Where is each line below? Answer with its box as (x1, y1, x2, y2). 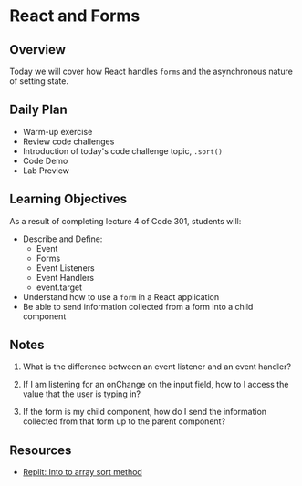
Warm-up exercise (22, 126, 93, 137)
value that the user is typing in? (22, 388, 141, 399)
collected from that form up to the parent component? (22, 416, 226, 427)
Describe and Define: (22, 233, 103, 244)
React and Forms (9, 5, 141, 26)
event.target (36, 282, 82, 293)
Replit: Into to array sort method (22, 467, 143, 478)
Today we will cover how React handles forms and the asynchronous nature (9, 66, 294, 77)
